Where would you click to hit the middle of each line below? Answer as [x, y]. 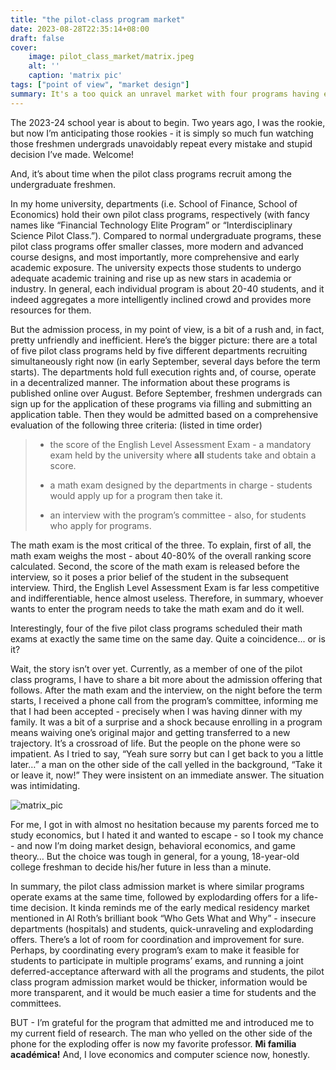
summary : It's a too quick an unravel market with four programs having [165, 94]
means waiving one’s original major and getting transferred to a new [150, 732]
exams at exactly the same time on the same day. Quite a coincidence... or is [168, 638]
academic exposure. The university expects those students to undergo [156, 267]
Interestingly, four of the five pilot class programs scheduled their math [156, 628]
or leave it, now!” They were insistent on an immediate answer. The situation [167, 775]
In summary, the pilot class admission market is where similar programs [157, 886]
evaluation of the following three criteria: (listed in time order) [136, 425]
